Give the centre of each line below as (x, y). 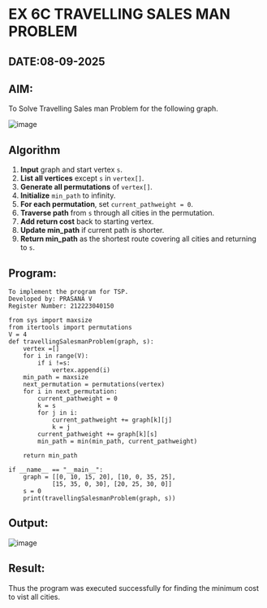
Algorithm (34, 150)
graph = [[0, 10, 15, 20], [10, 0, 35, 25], (99, 477)
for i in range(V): (56, 356)
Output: (28, 523)
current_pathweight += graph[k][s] (98, 435)
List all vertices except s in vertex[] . (82, 178)
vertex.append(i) (81, 370)
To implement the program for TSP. (69, 292)
